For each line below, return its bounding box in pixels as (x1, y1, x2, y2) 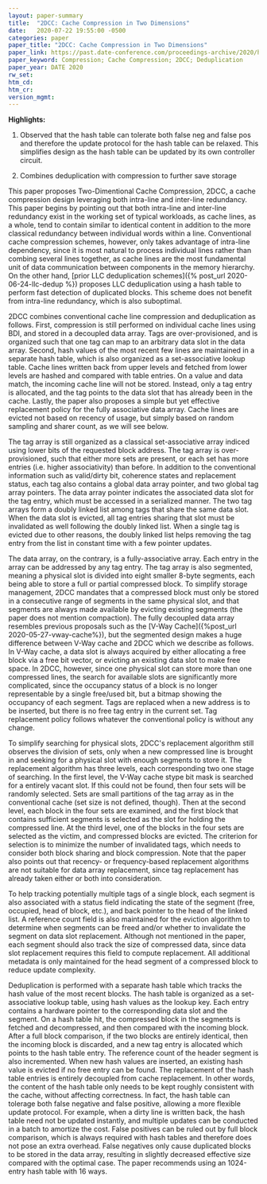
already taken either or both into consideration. (8, 874, 162, 883)
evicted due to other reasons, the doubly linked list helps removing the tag (8, 530, 252, 539)
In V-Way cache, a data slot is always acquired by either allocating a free (8, 647, 246, 656)
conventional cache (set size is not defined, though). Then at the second (8, 797, 246, 808)
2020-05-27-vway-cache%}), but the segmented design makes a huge (8, 630, 242, 640)
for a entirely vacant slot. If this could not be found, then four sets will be (8, 781, 246, 790)
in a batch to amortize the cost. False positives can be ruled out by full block (8, 1124, 258, 1134)
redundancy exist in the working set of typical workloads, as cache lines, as (8, 212, 257, 221)
